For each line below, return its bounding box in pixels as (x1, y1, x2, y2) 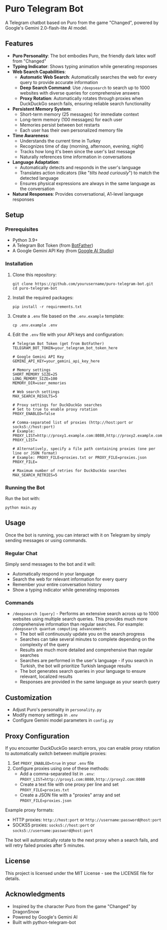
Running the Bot (5, 484, 45, 491)
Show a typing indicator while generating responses (12, 587, 120, 593)
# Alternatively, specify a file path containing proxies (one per (12, 446, 156, 451)
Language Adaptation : (12, 159, 60, 165)
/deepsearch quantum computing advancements (12, 627, 107, 632)
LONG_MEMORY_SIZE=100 (12, 376, 57, 381)
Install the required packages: (12, 294, 74, 300)
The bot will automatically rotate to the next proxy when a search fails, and (5, 837, 159, 843)
